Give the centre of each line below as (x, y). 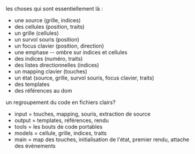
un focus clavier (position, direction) (59, 46)
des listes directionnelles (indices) (57, 65)
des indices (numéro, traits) (48, 59)
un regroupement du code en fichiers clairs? (60, 102)
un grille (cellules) (36, 33)
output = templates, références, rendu (61, 120)
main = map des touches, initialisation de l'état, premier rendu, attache (102, 140)
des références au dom (43, 91)
